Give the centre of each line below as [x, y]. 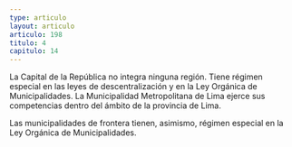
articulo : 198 [36, 34]
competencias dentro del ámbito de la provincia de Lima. [116, 106]
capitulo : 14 [34, 51]
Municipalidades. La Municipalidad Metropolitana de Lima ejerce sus [137, 96]
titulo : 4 [28, 43]
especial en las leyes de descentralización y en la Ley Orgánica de [133, 87]
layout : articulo [42, 26]
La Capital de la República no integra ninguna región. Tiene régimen [136, 77]
